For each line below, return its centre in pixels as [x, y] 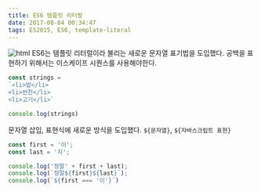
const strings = [34, 78]
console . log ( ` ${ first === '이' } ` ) [63, 181]
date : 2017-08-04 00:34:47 [52, 23]
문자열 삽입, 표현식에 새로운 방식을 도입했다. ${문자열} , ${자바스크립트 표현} [120, 129]
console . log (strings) [43, 114]
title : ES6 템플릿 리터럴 [45, 15]
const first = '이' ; [41, 145]
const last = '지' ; [39, 152]
